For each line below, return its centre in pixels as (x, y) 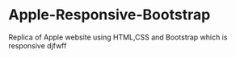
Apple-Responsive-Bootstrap (110, 15)
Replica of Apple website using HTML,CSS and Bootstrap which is (118, 37)
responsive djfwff (38, 45)
